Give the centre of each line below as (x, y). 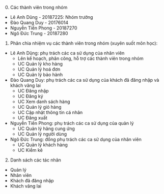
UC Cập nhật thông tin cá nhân (50, 112)
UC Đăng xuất (32, 118)
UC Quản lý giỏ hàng (39, 107)
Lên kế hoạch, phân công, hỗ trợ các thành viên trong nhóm (80, 58)
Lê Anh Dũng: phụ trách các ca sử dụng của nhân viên (67, 53)
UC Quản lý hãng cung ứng (46, 128)
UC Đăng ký (30, 96)
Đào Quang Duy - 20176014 (39, 23)
